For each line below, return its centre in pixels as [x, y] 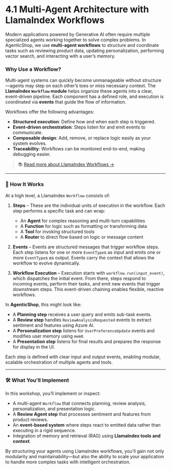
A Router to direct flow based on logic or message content [82, 237]
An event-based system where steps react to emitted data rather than [87, 425]
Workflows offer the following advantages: [50, 112]
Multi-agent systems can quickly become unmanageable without [73, 81]
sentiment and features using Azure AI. [53, 325]
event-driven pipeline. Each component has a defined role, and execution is [84, 97]
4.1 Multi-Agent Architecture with [77, 9]
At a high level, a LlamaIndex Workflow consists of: [58, 195]
